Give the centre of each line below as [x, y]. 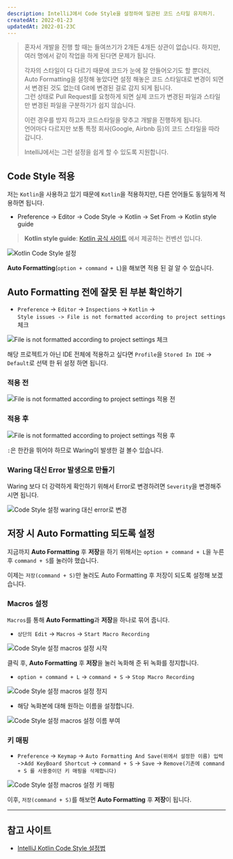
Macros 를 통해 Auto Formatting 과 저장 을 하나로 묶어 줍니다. [88, 620]
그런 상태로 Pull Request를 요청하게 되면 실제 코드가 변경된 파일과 [113, 97]
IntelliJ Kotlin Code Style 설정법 [61, 849]
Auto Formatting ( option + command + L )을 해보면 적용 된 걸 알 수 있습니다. [110, 268]
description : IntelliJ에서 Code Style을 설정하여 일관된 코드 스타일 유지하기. [111, 14]
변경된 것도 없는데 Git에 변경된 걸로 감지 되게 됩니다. [102, 88]
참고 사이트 [29, 830]
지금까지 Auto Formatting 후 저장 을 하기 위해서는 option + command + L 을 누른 [116, 551]
